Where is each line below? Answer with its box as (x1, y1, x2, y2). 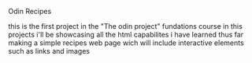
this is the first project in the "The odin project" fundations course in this (8, 22, 243, 30)
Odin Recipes (8, 7, 52, 16)
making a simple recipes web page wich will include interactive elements (8, 38, 244, 47)
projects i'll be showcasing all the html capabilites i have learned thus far (8, 30, 244, 39)
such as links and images (8, 47, 91, 55)
